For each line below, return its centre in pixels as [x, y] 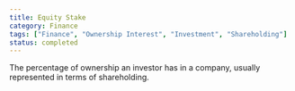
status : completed [44, 42]
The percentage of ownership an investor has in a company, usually [135, 68]
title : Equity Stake [48, 17]
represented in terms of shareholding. [80, 78]
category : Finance [44, 26]
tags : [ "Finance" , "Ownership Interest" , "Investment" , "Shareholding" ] [148, 34]
